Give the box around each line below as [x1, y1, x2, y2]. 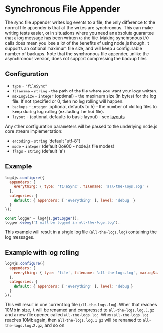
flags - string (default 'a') [12, 148, 65, 154]
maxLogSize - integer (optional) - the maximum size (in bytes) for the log [12, 93, 157, 99]
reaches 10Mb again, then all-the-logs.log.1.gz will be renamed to [5, 317, 142, 323]
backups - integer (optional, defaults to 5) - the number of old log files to [12, 103, 157, 109]
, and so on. [42, 322, 65, 328]
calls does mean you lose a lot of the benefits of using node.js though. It [5, 40, 149, 46]
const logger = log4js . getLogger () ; [5, 216, 79, 221]
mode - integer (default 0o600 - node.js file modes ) [12, 143, 114, 149]
